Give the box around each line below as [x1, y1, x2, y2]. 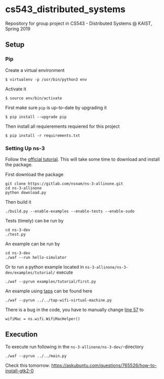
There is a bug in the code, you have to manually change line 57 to [5, 307, 144, 313]
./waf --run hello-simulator [5, 255, 67, 260]
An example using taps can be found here [5, 288, 93, 294]
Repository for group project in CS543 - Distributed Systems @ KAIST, [5, 20, 152, 26]
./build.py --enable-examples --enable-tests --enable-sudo [5, 209, 135, 214]
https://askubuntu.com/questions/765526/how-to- [51, 362, 157, 368]
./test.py [5, 232, 26, 237]
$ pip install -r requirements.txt [5, 133, 80, 138]
